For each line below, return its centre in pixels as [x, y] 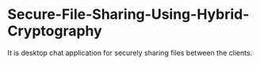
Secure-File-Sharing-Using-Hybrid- [128, 14]
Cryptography [55, 31]
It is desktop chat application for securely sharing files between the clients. [130, 52]
